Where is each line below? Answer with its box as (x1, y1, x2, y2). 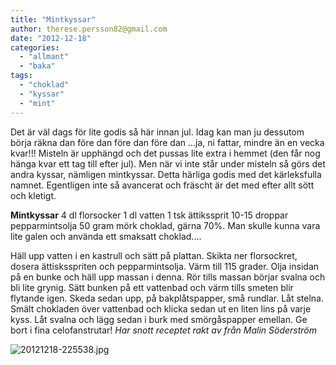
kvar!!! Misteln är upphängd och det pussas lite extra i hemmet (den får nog (10, 147, 321, 159)
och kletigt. (10, 189, 57, 201)
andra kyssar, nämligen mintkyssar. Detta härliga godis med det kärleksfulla (10, 168, 322, 180)
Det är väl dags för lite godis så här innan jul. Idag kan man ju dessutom (10, 126, 305, 138)
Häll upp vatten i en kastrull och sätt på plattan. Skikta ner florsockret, (10, 249, 298, 261)
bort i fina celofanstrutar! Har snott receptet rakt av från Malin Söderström (10, 324, 318, 336)
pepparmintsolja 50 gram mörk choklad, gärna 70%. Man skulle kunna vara (10, 219, 321, 231)
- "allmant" (19, 52, 70, 62)
